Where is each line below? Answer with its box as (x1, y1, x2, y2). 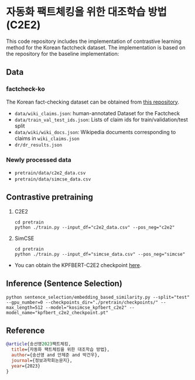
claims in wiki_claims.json (14, 135, 80, 142)
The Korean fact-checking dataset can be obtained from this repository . (6, 98, 180, 105)
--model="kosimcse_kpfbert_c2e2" (45, 304, 127, 311)
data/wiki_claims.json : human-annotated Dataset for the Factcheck (14, 109, 180, 116)
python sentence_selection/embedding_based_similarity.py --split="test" (6, 294, 190, 300)
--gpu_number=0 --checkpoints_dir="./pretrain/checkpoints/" (6, 299, 159, 305)
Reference (6, 325, 45, 335)
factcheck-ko (6, 85, 45, 93)
